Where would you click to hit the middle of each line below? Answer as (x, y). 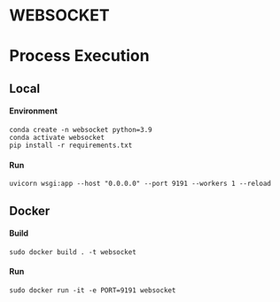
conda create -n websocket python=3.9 (81, 129)
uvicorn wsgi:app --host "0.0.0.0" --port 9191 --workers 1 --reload (140, 184)
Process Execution (79, 56)
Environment (33, 111)
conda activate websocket (57, 137)
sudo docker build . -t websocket (73, 252)
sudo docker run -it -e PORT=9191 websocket (93, 290)
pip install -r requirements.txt (71, 145)
